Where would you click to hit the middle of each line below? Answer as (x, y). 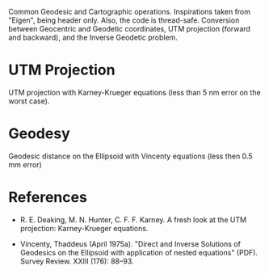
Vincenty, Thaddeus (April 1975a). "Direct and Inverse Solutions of (130, 244)
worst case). (29, 101)
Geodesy (39, 134)
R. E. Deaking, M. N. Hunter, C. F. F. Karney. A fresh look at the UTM (133, 219)
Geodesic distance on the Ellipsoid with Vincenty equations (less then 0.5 (130, 156)
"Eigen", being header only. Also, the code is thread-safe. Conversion (124, 20)
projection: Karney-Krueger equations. (84, 228)
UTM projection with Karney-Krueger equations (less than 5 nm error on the (134, 92)
